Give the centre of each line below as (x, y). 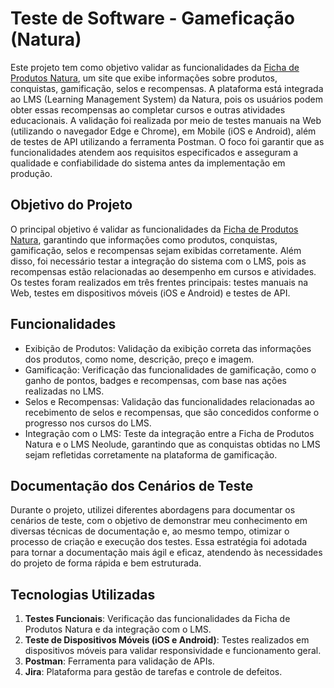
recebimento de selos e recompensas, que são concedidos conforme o (172, 412)
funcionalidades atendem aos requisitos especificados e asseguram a (154, 152)
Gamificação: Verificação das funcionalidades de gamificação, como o (170, 369)
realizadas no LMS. (64, 391)
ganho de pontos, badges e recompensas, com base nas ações (155, 380)
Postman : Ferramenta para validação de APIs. (119, 661)
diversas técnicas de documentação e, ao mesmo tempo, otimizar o (150, 531)
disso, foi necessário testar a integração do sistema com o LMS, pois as (158, 261)
